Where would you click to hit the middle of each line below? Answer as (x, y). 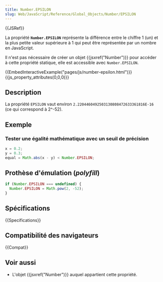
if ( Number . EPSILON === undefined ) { (43, 184)
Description (23, 92)
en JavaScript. (19, 48)
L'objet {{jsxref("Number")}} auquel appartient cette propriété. (75, 274)
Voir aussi (20, 263)
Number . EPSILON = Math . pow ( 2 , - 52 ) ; (46, 189)
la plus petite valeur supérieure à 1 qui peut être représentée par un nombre (81, 42)
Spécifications (27, 209)
